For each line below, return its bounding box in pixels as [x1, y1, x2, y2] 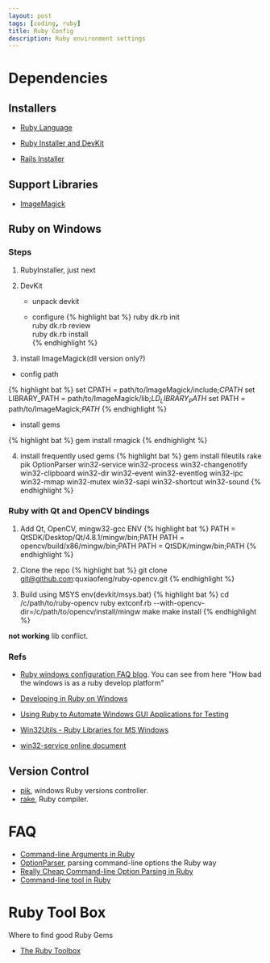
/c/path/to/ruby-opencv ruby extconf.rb [19, 598, 152, 607]
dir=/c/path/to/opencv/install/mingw [19, 606, 141, 616]
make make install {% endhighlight [142, 606, 257, 616]
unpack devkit [31, 296, 80, 306]
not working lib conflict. [8, 631, 89, 640]
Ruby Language [19, 123, 73, 133]
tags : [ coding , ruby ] [8, 19, 81, 27]
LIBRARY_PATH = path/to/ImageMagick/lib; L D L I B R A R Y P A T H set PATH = [8, 393, 246, 405]
